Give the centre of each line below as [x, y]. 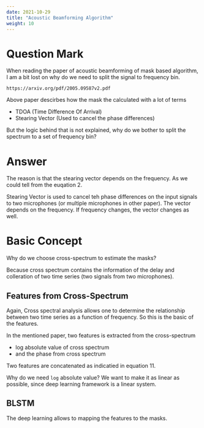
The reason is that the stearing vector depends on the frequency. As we [97, 178]
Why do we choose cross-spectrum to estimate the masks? [81, 258]
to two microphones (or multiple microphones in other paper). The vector [99, 204]
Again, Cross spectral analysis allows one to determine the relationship [96, 311]
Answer [27, 162]
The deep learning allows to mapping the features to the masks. [87, 418]
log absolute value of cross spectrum [62, 347]
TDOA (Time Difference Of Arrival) [59, 112]
